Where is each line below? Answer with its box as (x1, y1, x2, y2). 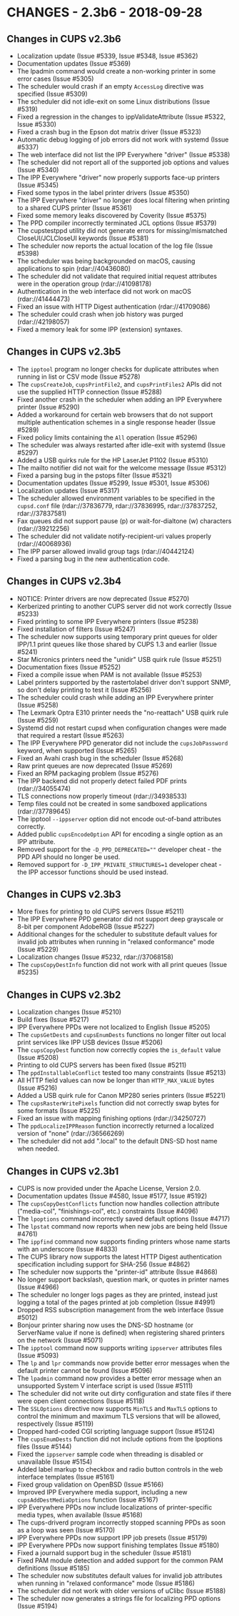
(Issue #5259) (16, 715, 59, 724)
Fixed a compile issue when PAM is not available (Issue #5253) (16, 670, 203, 679)
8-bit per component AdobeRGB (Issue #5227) (16, 923, 155, 931)
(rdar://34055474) (16, 784, 71, 793)
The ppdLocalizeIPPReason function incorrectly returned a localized (16, 1121, 215, 1130)
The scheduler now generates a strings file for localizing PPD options (16, 1595, 221, 1603)
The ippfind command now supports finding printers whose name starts (16, 1237, 230, 1246)
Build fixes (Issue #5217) (16, 1016, 90, 1024)
